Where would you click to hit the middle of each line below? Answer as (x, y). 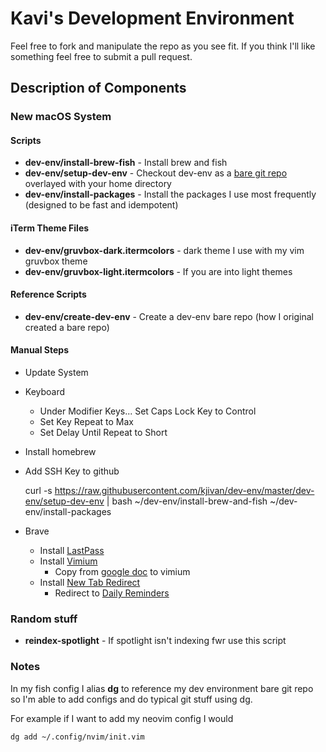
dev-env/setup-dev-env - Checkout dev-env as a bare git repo (156, 173)
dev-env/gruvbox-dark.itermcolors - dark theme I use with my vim (164, 250)
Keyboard (45, 392)
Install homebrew (60, 452)
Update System (56, 373)
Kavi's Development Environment (152, 18)
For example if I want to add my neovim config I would (122, 718)
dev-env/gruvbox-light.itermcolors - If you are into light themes (158, 271)
